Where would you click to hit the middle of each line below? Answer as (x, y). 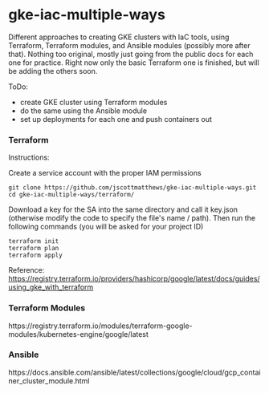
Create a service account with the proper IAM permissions (105, 173)
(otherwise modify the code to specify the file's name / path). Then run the (132, 218)
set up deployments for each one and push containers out (116, 119)
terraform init (34, 241)
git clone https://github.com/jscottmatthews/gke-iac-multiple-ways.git (132, 188)
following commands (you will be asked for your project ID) (106, 227)
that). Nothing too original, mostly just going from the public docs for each (131, 54)
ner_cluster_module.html (49, 381)
